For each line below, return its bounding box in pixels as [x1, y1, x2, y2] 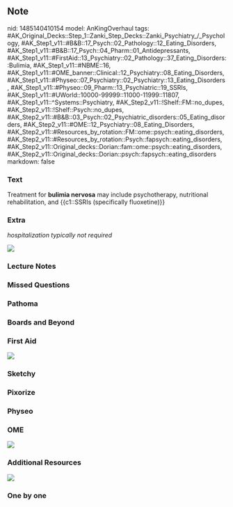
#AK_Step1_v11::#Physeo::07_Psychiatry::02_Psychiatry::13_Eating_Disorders [7, 76, 226, 84]
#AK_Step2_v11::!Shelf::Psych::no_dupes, [7, 105, 124, 114]
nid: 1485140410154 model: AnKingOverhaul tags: [7, 24, 150, 32]
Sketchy [7, 369, 36, 379]
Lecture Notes [7, 261, 56, 271]
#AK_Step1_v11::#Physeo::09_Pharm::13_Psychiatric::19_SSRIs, [10, 83, 188, 91]
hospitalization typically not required [7, 231, 113, 240]
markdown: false [7, 157, 56, 166]
